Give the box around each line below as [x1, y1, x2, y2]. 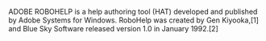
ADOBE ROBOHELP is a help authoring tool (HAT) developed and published [8, 7, 258, 16]
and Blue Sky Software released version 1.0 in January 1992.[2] [8, 24, 219, 33]
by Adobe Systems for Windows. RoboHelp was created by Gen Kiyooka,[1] [8, 15, 260, 25]
